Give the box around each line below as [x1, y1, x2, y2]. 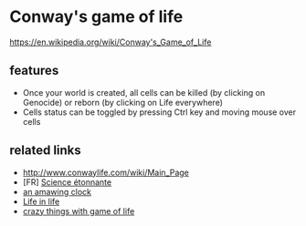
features [9, 63, 59, 78]
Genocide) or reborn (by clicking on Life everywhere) [22, 97, 224, 108]
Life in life [22, 196, 60, 207]
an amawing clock [22, 186, 91, 197]
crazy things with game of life [22, 205, 135, 216]
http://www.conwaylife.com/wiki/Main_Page [22, 167, 190, 178]
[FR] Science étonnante [22, 176, 112, 188]
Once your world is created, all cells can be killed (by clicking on [22, 87, 266, 98]
